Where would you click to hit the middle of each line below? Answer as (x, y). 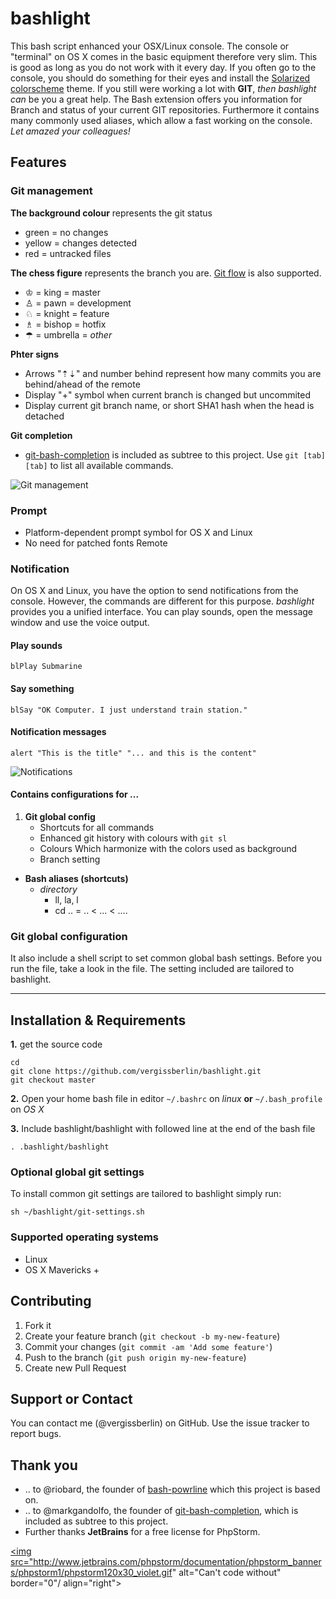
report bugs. (36, 1434)
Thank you (44, 1465)
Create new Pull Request (75, 1368)
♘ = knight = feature (67, 313)
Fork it (38, 1325)
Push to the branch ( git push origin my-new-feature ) (135, 1357)
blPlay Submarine (46, 667)
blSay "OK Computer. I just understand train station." (129, 710)
